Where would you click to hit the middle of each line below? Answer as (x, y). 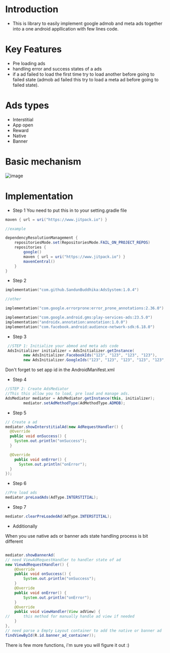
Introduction (32, 9)
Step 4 (19, 380)
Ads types (27, 106)
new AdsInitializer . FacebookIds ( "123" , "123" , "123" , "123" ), (90, 355)
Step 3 (19, 337)
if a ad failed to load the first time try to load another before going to (83, 74)
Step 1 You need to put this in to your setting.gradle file (70, 210)
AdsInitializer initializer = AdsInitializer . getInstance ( (71, 351)
